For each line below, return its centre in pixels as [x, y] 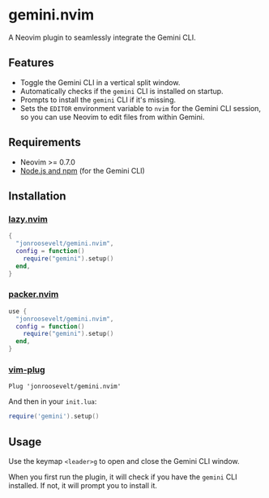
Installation [37, 196]
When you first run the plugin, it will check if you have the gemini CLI [123, 477]
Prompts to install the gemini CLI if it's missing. [98, 100]
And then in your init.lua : [53, 401]
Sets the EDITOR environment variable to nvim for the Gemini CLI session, [141, 108]
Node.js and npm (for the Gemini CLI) [83, 170]
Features [31, 63]
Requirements [45, 142]
